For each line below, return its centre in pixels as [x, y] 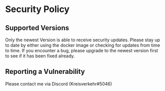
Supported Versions [37, 28]
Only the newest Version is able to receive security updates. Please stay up [83, 40]
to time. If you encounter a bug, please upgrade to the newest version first [82, 51]
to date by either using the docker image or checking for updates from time [83, 45]
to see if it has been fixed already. [40, 56]
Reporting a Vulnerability [45, 72]
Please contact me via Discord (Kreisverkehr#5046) [59, 83]
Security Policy [37, 9]
